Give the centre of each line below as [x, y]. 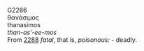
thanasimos [24, 25]
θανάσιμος [23, 17]
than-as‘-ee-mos [32, 32]
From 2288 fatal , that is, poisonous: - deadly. [72, 40]
